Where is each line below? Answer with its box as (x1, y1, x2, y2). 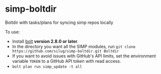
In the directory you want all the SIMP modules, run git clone (12, 43, 136, 49)
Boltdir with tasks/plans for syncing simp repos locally (5, 19, 113, 25)
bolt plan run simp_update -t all (12, 64, 82, 69)
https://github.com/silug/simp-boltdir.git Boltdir (12, 49, 119, 54)
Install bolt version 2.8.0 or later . (12, 38, 79, 44)
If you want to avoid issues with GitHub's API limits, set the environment (12, 53, 156, 59)
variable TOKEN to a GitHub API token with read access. (12, 58, 122, 64)
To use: (5, 29, 20, 35)
